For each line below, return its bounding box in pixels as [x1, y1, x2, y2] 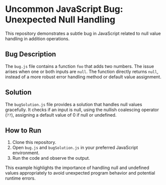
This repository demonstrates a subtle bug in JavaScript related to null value [5, 30, 161, 36]
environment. [12, 150, 40, 156]
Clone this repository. [12, 139, 56, 145]
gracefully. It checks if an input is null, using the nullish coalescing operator [5, 107, 159, 113]
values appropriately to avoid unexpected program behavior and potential [5, 170, 155, 176]
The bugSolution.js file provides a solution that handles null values [5, 101, 142, 107]
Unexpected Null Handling [5, 14, 115, 25]
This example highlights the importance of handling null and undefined [5, 165, 150, 171]
